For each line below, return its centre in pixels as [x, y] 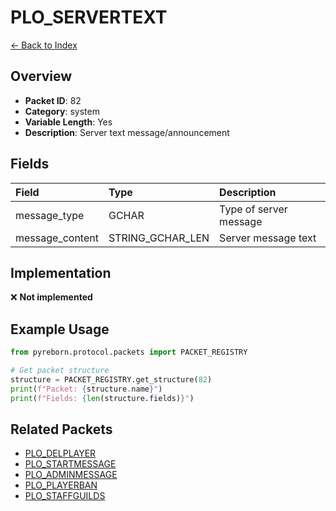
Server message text [268, 238]
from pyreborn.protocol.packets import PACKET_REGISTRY [129, 352]
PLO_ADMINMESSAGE [71, 475]
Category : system [62, 111]
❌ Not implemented [51, 297]
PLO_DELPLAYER [60, 453]
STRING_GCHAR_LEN [159, 238]
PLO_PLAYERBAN [61, 485]
